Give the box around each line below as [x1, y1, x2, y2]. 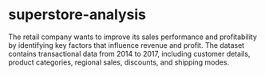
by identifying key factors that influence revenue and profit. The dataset [8, 40, 245, 49]
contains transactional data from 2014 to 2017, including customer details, [8, 49, 251, 58]
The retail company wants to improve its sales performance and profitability [8, 32, 258, 41]
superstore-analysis [8, 6, 146, 24]
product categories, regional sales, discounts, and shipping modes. [8, 57, 230, 67]
